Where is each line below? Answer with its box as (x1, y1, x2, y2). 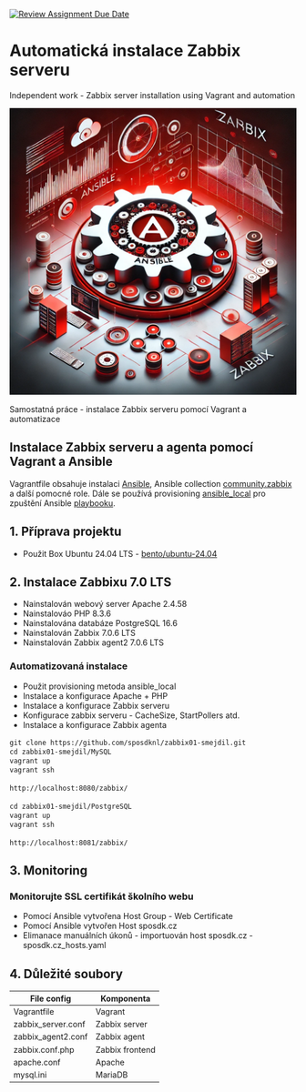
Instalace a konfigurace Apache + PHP (22, 690, 168, 701)
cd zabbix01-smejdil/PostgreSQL (9, 802, 132, 811)
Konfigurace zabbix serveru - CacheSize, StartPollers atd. (22, 710, 240, 721)
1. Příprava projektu (9, 524, 122, 540)
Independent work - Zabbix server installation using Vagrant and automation (9, 89, 296, 100)
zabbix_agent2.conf (13, 1031, 88, 1042)
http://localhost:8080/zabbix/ (9, 784, 128, 793)
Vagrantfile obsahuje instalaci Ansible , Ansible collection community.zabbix (9, 478, 292, 489)
